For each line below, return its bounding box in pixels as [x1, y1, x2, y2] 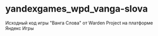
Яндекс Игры [5, 25, 34, 31]
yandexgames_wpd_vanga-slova [5, 3, 148, 15]
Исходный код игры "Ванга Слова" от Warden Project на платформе [5, 20, 153, 26]
